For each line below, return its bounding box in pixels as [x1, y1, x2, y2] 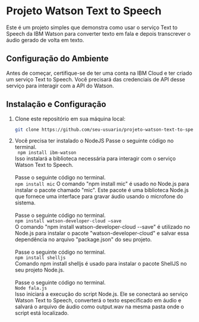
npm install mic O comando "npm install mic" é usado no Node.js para [14, 180, 189, 188]
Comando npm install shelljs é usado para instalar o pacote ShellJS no [14, 260, 187, 267]
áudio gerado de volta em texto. [6, 36, 84, 43]
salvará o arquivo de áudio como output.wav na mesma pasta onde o [14, 303, 184, 310]
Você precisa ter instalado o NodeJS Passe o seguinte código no [14, 137, 174, 144]
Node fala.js [14, 285, 48, 292]
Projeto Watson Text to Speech [6, 4, 162, 18]
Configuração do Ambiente [6, 53, 109, 64]
